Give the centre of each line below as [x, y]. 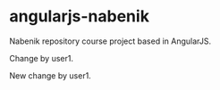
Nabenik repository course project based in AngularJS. [110, 41]
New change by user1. [50, 75]
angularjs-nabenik [80, 16]
